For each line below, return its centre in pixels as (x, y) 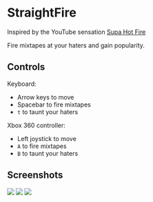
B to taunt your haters (48, 153)
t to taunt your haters (48, 111)
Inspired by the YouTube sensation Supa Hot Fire (76, 32)
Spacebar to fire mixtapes (54, 104)
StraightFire (42, 13)
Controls (26, 67)
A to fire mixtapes (42, 146)
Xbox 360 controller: (36, 125)
